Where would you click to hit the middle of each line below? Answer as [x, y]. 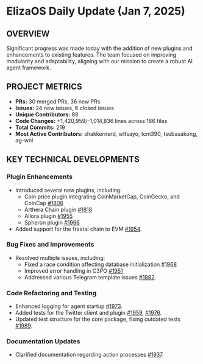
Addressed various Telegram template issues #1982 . [90, 277]
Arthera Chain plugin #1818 [58, 209]
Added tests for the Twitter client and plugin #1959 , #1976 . [88, 313]
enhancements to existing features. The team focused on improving [91, 55]
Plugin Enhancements [40, 177]
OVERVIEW [28, 34]
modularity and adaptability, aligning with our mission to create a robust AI [100, 61]
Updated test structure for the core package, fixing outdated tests [98, 319]
